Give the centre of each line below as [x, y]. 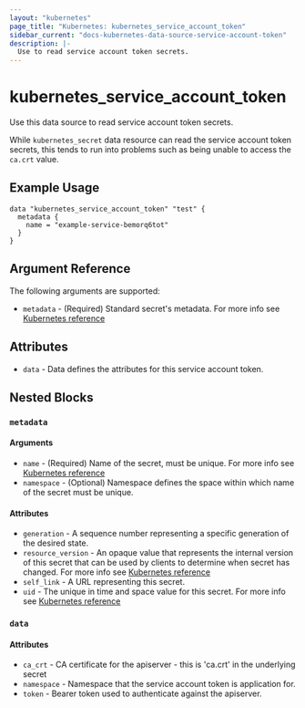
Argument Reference [70, 269]
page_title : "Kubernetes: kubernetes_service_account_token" [128, 26]
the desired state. [56, 543]
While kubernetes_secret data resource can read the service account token [151, 140]
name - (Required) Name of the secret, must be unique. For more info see [158, 463]
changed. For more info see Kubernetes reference [117, 572]
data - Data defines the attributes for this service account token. [143, 369]
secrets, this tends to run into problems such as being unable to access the [150, 150]
